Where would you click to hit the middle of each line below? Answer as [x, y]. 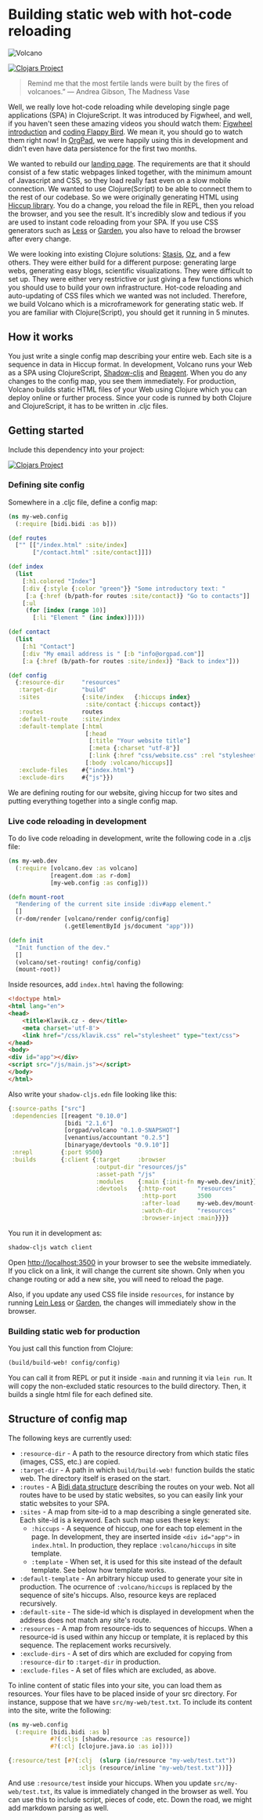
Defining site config [46, 485]
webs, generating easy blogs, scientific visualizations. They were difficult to [130, 270]
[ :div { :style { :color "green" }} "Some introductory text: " [124, 589]
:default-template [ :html [61, 726]
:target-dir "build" [63, 690]
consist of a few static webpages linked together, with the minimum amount [130, 172]
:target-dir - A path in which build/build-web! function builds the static [137, 1470]
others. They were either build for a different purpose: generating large [122, 262]
